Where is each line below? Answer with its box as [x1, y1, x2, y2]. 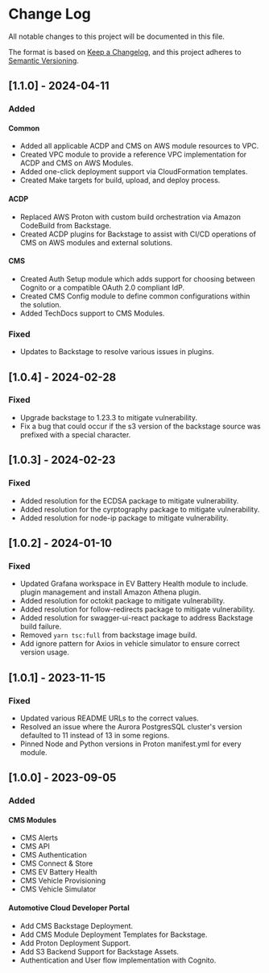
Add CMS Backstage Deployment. [19, 921, 134, 930]
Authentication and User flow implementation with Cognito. [19, 955, 217, 965]
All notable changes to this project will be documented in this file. [8, 31, 226, 41]
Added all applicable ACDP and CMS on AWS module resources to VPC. [19, 141, 259, 151]
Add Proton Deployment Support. [19, 938, 131, 948]
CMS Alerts [19, 833, 59, 843]
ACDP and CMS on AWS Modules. [19, 158, 134, 168]
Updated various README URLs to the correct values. [19, 713, 199, 723]
